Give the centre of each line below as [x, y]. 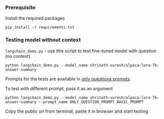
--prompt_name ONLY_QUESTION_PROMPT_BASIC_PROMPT [91, 102]
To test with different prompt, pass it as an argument [59, 88]
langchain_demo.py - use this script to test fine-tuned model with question [81, 51]
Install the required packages [35, 18]
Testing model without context [43, 40]
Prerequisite [20, 7]
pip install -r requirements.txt [40, 27]
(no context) [18, 56]
